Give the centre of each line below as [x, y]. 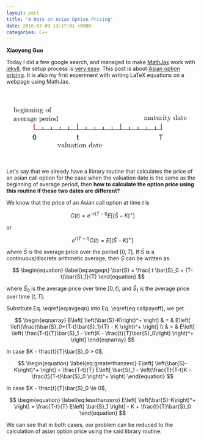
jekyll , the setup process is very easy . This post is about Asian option [93, 69]
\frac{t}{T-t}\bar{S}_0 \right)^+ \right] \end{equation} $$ [103, 376]
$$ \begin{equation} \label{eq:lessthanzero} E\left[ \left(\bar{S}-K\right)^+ [103, 399]
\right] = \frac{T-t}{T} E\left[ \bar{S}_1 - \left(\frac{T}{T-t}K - [116, 370]
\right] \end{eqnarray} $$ [103, 340]
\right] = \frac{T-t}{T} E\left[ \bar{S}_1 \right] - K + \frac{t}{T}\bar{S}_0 [103, 406]
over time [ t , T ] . [25, 296]
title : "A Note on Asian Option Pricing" [60, 19]
